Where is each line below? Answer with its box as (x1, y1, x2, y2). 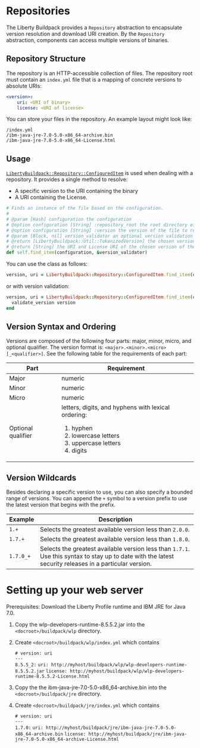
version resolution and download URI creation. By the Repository (6, 30, 165, 37)
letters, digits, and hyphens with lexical (61, 403, 170, 412)
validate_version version (11, 300, 76, 306)
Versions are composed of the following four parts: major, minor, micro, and (6, 338, 192, 345)
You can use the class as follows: (6, 260, 88, 267)
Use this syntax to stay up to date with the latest (39, 552, 174, 560)
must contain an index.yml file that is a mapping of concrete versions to (6, 76, 182, 83)
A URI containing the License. (14, 194, 87, 201)
